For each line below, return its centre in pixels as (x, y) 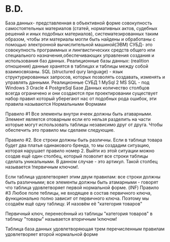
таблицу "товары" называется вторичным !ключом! (61, 219)
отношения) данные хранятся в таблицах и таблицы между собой (77, 66)
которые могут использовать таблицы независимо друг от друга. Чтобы (84, 125)
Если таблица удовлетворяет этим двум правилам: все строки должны (83, 176)
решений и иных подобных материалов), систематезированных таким (82, 34)
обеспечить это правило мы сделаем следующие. (60, 130)
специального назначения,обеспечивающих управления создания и (80, 55)
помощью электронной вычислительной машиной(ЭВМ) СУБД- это (79, 44)
